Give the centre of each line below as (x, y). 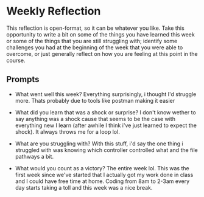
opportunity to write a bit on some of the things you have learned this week (100, 34)
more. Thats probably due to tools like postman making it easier (95, 100)
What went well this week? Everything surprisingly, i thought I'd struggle (106, 94)
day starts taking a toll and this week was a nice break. (84, 187)
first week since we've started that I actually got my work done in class (104, 175)
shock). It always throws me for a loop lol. (67, 131)
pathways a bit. (34, 156)
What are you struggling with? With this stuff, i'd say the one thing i (99, 143)
